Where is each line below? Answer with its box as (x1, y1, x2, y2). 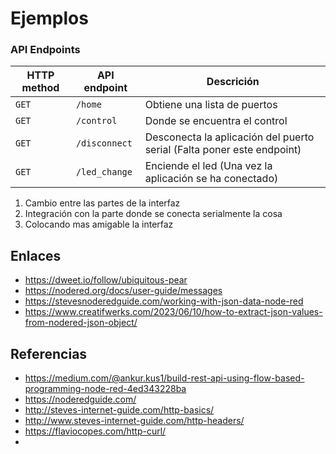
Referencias (10, 345, 88, 362)
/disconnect (75, 138, 133, 149)
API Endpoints (10, 43, 81, 57)
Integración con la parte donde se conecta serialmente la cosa (24, 208, 283, 220)
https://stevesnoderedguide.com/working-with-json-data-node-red (24, 295, 304, 307)
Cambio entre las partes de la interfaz (24, 197, 181, 209)
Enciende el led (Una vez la (144, 159, 273, 173)
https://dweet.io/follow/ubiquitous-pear (24, 274, 188, 286)
